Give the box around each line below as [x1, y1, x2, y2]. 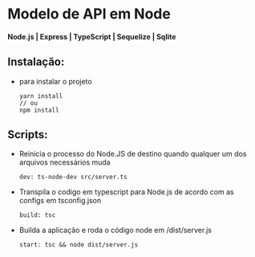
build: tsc [18, 211, 56, 219]
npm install [18, 106, 59, 114]
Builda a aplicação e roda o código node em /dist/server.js [18, 226, 212, 235]
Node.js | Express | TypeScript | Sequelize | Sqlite [7, 31, 176, 41]
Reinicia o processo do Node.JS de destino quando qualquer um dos [18, 149, 247, 159]
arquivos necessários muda [18, 157, 111, 167]
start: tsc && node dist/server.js [18, 241, 139, 249]
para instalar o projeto [18, 76, 93, 86]
